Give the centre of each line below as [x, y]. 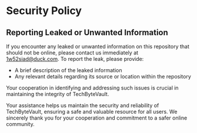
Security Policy [44, 11]
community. [20, 124]
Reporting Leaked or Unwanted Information [87, 33]
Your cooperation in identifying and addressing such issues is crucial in [92, 88]
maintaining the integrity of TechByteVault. [58, 94]
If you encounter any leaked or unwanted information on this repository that [98, 46]
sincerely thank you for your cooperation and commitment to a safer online [97, 118]
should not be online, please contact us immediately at [72, 53]
